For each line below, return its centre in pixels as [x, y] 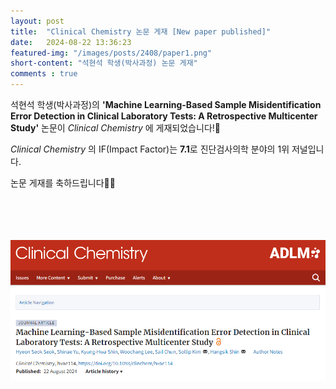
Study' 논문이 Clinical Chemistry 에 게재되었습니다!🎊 [115, 128]
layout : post [37, 21]
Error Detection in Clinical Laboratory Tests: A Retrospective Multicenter [164, 116]
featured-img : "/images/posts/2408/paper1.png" [111, 53]
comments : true [44, 74]
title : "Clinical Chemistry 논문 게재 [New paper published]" [141, 31]
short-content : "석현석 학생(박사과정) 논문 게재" [104, 63]
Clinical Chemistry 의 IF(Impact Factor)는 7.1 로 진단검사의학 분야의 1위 [150, 149]
